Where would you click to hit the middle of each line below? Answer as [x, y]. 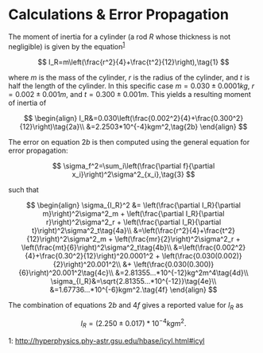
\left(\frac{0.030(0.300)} [174, 264]
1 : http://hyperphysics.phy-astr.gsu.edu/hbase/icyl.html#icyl [106, 340]
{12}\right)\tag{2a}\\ [52, 126]
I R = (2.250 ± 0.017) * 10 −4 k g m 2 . [133, 324]
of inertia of [27, 103]
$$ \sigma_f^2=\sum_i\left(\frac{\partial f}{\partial [133, 165]
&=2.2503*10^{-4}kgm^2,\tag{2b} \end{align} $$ [167, 126]
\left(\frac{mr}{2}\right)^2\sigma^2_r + [178, 239]
